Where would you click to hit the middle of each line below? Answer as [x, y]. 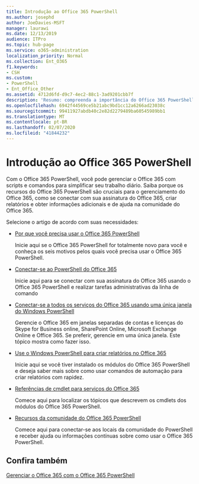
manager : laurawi [28, 28]
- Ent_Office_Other [30, 89]
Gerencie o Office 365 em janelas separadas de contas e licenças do [99, 322]
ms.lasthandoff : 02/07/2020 [41, 128]
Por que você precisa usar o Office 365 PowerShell [77, 233]
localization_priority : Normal [45, 56]
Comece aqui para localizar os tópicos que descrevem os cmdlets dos [100, 400]
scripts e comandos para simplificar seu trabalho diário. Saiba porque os [95, 185]
